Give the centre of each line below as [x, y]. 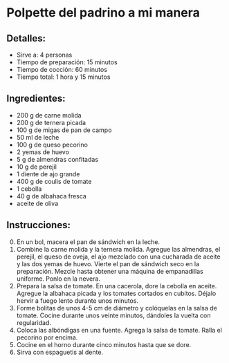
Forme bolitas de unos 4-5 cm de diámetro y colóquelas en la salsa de [117, 308]
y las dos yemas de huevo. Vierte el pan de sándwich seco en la [108, 263]
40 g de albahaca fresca [52, 196]
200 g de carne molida [49, 115]
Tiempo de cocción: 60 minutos [62, 69]
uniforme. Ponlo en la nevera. [58, 279]
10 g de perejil [36, 167]
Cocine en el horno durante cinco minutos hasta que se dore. [104, 344]
